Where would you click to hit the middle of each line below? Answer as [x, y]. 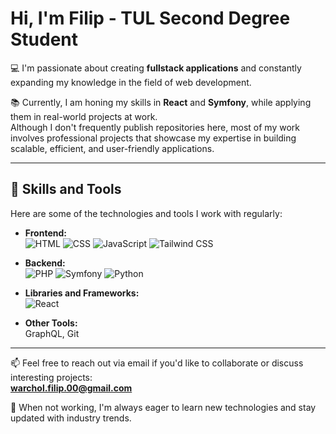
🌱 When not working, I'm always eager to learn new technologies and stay [163, 407]
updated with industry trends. [71, 418]
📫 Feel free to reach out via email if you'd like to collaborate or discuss [157, 363]
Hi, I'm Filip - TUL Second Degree [150, 18]
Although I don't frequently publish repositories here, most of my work [155, 127]
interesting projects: [51, 377]
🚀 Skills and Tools [66, 189]
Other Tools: [51, 323]
